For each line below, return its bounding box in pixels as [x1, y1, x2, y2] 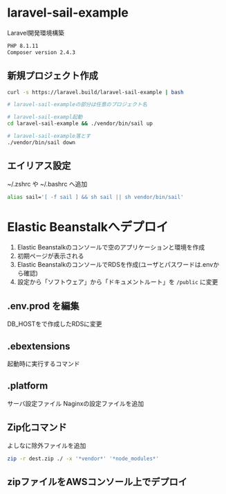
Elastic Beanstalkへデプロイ [7, 219, 169, 235]
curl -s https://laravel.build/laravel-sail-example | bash [7, 89, 185, 96]
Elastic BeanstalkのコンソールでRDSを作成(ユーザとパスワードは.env [17, 261, 214, 269]
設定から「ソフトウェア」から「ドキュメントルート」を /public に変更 [17, 278, 218, 286]
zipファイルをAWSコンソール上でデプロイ [7, 476, 188, 488]
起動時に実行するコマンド [7, 360, 80, 368]
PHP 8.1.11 [7, 42, 39, 49]
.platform [7, 380, 48, 392]
